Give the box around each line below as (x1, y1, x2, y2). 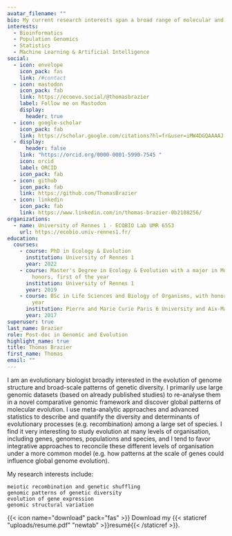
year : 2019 (25, 286, 57, 294)
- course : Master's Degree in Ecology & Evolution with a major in (19, 267, 217, 274)
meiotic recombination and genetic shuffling (7, 483, 140, 490)
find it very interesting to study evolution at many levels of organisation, (7, 427, 211, 435)
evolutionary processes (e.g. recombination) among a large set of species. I (7, 419, 222, 428)
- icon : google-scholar (13, 119, 81, 126)
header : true (25, 113, 64, 119)
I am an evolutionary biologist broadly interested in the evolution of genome (7, 376, 222, 384)
